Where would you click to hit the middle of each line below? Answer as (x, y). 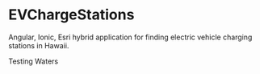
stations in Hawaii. (39, 45)
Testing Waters (34, 61)
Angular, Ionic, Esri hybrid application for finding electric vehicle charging (130, 37)
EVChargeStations (71, 15)
